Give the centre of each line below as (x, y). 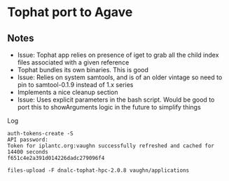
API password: (28, 140)
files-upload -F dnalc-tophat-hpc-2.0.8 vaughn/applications (98, 170)
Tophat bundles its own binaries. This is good (83, 70)
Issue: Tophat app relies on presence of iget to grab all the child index (118, 55)
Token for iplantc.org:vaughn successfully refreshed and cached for (111, 146)
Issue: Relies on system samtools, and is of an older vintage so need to (120, 77)
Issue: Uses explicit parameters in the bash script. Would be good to (116, 100)
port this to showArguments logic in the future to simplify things (109, 107)
